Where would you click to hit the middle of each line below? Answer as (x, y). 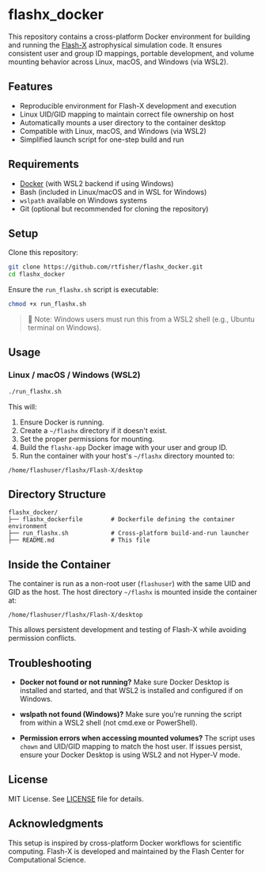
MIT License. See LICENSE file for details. (76, 798)
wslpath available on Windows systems (83, 200)
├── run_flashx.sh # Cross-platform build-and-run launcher (129, 533)
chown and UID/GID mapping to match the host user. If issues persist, (131, 746)
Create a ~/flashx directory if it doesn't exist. (93, 430)
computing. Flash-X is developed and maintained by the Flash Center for (127, 851)
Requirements (44, 164)
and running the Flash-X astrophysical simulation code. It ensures (115, 44)
